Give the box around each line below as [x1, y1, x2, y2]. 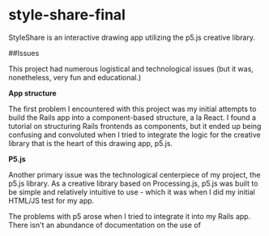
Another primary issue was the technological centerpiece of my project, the [8, 169, 261, 179]
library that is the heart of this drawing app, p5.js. [8, 138, 173, 148]
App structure [8, 88, 57, 98]
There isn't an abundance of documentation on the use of [8, 220, 201, 230]
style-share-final [8, 6, 126, 24]
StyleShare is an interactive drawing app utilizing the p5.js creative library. [8, 32, 256, 42]
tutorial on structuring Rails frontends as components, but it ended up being [8, 121, 262, 131]
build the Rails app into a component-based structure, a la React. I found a [8, 112, 257, 122]
